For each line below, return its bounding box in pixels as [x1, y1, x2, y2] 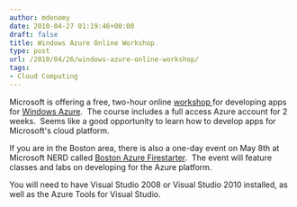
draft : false [9, 30, 58, 39]
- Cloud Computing [9, 72, 78, 81]
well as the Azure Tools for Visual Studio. [9, 188, 162, 199]
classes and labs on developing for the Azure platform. [9, 161, 212, 172]
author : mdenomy [9, 13, 70, 22]
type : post [9, 47, 50, 56]
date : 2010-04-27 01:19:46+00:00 [9, 22, 135, 31]
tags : [9, 64, 30, 73]
